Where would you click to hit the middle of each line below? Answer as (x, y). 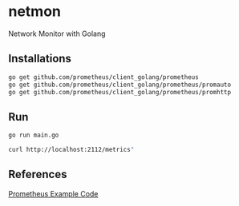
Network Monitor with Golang (57, 34)
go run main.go (34, 135)
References (38, 174)
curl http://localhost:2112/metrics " (71, 150)
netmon (35, 12)
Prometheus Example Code (53, 193)
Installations (40, 59)
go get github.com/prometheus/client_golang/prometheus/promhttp (119, 92)
